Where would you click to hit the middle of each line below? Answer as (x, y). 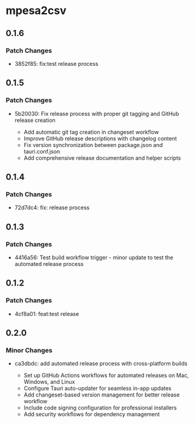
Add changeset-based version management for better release (101, 395)
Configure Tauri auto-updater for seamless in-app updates (97, 389)
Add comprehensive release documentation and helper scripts (102, 158)
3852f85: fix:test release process (57, 63)
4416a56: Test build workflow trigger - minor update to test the (94, 257)
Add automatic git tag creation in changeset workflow (91, 132)
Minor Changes (29, 350)
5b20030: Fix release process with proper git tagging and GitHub (97, 113)
